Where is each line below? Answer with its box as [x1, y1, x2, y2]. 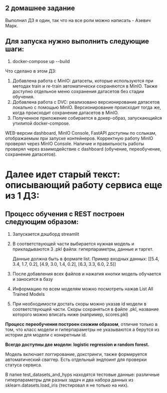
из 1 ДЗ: [5, 190, 40, 201]
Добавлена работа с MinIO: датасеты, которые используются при [12, 78, 153, 84]
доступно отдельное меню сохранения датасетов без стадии [12, 88, 144, 94]
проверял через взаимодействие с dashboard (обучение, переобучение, [5, 146, 161, 152]
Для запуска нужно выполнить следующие [5, 37, 149, 46]
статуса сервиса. [5, 361, 42, 367]
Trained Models [12, 291, 45, 297]
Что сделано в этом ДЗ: [5, 68, 56, 74]
